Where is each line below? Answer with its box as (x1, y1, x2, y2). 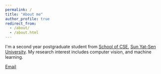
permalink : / (5, 7, 32, 12)
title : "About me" (5, 12, 43, 17)
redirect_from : (5, 21, 37, 26)
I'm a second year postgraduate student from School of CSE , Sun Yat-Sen (5, 44, 156, 49)
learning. (5, 54, 23, 60)
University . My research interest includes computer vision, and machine (5, 49, 152, 55)
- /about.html (9, 30, 39, 35)
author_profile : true (5, 16, 50, 21)
